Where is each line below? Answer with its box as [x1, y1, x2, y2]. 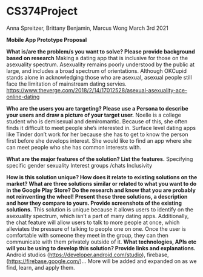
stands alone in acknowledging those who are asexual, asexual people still [6, 74, 192, 81]
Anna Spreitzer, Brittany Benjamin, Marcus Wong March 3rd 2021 [6, 24, 168, 32]
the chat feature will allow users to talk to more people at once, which [6, 219, 180, 226]
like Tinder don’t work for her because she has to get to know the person [6, 131, 189, 138]
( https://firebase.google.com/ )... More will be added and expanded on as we [6, 257, 197, 265]
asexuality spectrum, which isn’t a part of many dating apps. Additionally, [6, 212, 189, 219]
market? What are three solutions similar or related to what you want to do [6, 180, 197, 187]
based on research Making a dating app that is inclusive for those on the [6, 54, 188, 61]
